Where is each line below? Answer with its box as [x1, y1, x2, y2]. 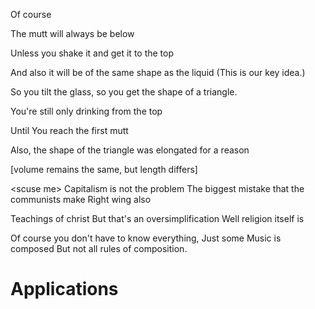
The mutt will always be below [10, 28, 135, 39]
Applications [10, 278, 119, 301]
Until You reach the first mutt [10, 125, 129, 136]
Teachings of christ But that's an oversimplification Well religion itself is [10, 213, 305, 224]
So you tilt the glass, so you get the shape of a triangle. [10, 86, 238, 98]
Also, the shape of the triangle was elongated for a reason [10, 144, 250, 156]
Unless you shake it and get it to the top [10, 47, 175, 59]
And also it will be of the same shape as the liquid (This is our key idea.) [10, 67, 306, 78]
